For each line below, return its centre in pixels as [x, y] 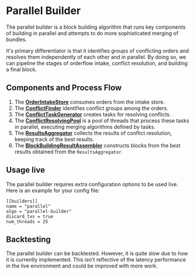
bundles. [17, 39]
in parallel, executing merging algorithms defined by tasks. [85, 126]
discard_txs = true [30, 216]
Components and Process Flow [64, 88]
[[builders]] [22, 201]
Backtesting [29, 239]
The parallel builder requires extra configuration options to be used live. [92, 184]
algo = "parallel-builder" [39, 211]
